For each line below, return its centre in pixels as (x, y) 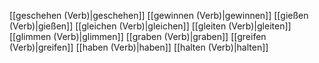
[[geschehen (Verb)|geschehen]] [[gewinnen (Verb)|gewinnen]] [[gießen (159, 15)
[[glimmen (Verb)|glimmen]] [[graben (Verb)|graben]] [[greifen (138, 36)
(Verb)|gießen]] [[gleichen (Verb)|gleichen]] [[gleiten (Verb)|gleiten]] (150, 26)
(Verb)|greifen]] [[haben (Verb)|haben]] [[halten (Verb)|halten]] (139, 47)
